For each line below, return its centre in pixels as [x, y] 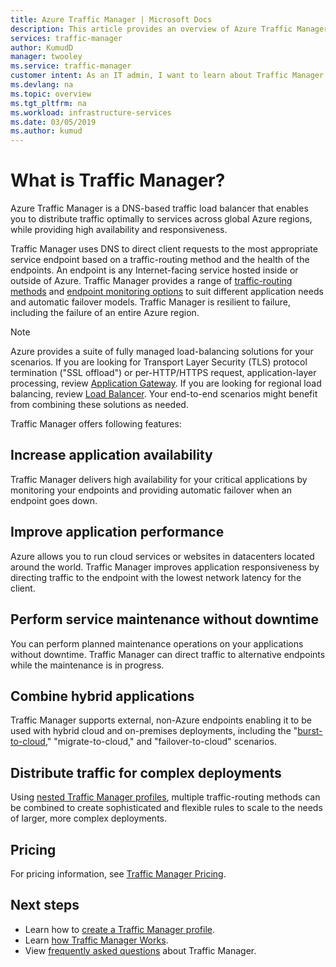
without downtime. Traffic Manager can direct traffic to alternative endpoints [168, 654]
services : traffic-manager [66, 38]
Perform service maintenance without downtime [164, 619]
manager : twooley [46, 57]
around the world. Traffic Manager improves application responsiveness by [165, 567]
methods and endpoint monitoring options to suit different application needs [167, 292]
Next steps [45, 905]
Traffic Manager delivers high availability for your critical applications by [159, 479]
